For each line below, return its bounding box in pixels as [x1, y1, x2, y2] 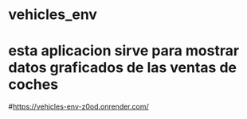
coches [8, 75, 58, 94]
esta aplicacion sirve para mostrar [8, 42, 240, 60]
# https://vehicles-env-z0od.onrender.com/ [8, 102, 149, 112]
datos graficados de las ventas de [8, 59, 237, 77]
